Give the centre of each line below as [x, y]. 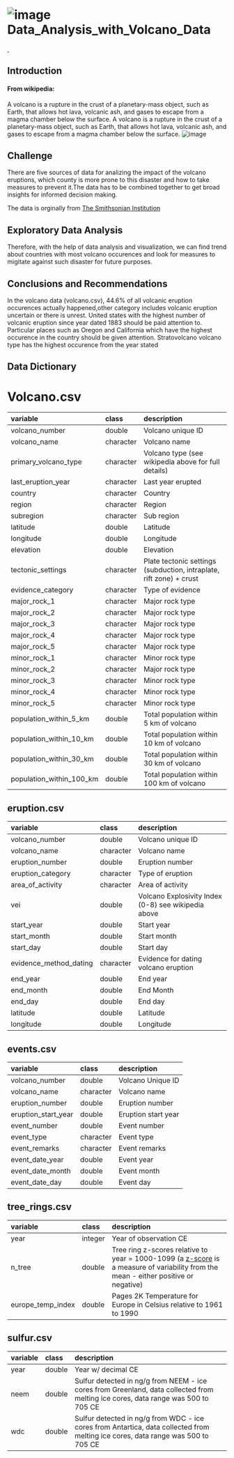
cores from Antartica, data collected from [142, 1427]
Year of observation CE [150, 1238]
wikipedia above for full [182, 462]
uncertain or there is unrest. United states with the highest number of [107, 315]
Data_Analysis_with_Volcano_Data [109, 30]
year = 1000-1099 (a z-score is [166, 1258]
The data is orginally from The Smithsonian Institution [84, 208]
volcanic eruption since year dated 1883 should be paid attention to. [105, 322]
